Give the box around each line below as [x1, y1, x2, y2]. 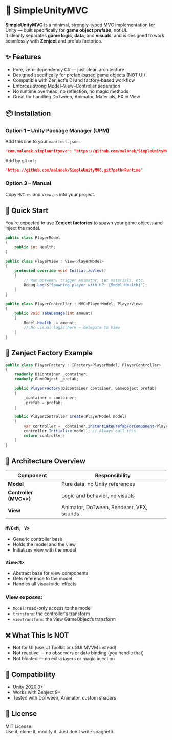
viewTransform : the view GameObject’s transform [12, 616, 116, 622]
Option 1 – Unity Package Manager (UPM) [5, 127, 110, 134]
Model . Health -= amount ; [24, 320, 77, 326]
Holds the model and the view [12, 541, 76, 547]
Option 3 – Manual [5, 180, 51, 187]
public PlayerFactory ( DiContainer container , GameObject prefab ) [14, 386, 157, 391]
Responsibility [95, 472, 131, 479]
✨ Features [5, 53, 41, 61]
